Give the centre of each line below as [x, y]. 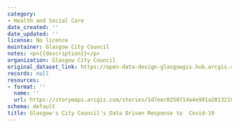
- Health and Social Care [46, 21]
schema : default [31, 107]
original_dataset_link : [43, 67]
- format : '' [27, 87]
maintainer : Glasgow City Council [59, 47]
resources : [23, 80]
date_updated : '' [33, 34]
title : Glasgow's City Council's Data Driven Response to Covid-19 [111, 113]
